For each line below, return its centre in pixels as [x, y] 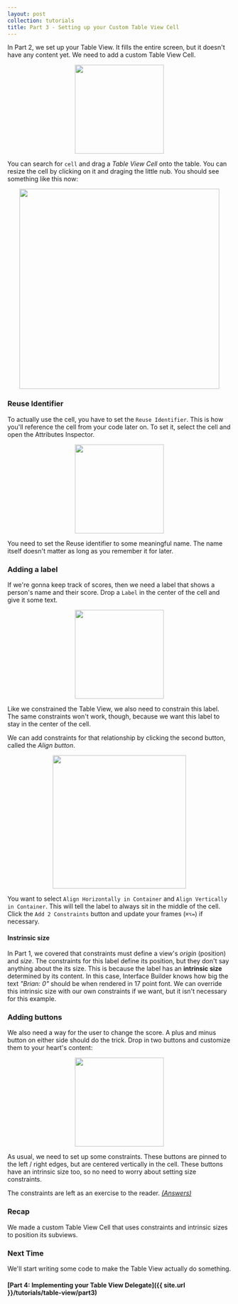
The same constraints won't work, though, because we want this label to [114, 716]
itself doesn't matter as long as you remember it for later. [91, 551]
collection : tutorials [41, 21]
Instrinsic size [28, 938]
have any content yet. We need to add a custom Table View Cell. [102, 55]
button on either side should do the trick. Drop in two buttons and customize [119, 1040]
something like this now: [43, 179]
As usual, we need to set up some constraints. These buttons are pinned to [117, 1157]
